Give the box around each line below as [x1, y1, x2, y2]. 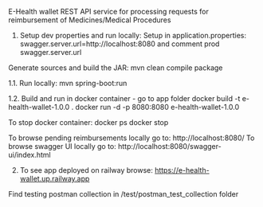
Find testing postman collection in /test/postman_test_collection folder [8, 189, 239, 198]
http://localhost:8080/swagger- [118, 142, 222, 150]
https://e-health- [154, 166, 210, 174]
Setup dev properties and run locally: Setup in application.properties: [19, 31, 247, 40]
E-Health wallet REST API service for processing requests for [8, 7, 209, 16]
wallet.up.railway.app [19, 174, 90, 183]
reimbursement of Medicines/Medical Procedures [8, 15, 171, 25]
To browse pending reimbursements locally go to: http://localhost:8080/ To [8, 133, 255, 143]
